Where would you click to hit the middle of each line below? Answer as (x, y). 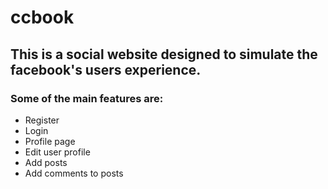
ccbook (42, 17)
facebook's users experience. (106, 69)
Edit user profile (57, 152)
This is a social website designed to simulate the (164, 54)
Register (42, 120)
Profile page (50, 141)
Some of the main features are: (87, 98)
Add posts (46, 162)
